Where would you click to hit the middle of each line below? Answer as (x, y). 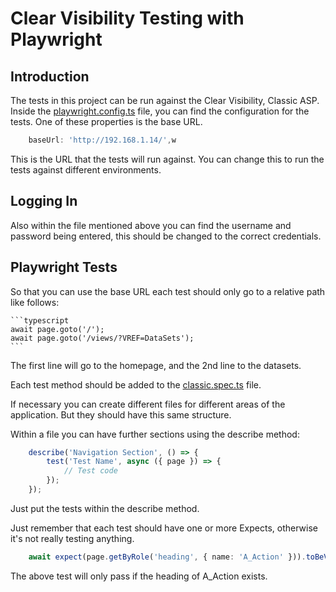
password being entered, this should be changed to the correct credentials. (166, 236)
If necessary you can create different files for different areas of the (148, 404)
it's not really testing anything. (72, 538)
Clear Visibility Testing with (127, 18)
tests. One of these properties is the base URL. (106, 121)
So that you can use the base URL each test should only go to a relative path (168, 291)
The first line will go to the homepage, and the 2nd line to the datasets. (156, 365)
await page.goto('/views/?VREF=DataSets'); (102, 338)
